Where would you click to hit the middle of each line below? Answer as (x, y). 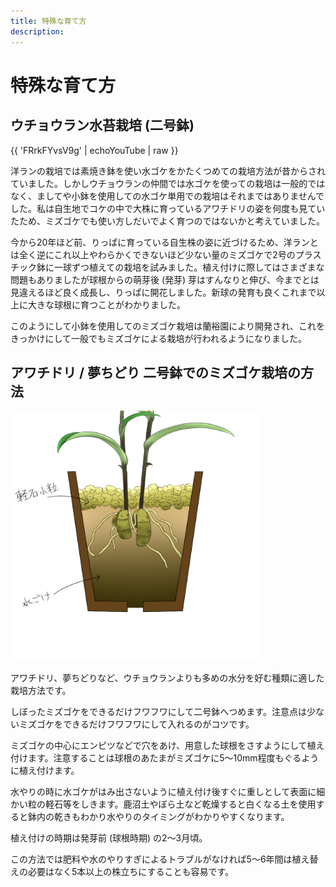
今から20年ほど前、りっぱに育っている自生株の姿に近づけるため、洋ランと (164, 242)
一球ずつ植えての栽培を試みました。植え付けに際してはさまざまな (189, 267)
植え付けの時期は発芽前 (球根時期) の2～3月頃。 (109, 838)
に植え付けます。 (45, 771)
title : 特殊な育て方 (48, 21)
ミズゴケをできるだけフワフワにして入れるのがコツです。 (136, 724)
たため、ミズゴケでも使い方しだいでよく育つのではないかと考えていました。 (167, 221)
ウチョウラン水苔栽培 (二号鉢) (102, 125)
